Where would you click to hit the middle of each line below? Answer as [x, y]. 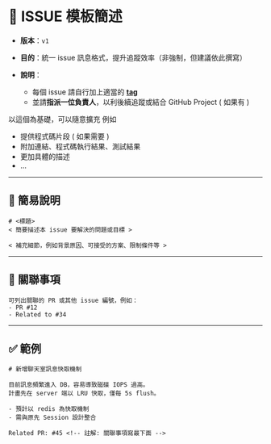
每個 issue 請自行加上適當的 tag [85, 92]
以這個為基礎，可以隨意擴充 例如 [63, 119]
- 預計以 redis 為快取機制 [49, 409]
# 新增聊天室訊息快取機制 [45, 369]
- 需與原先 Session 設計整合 [52, 418]
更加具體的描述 [45, 156]
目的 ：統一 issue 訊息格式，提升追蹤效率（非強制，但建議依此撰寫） [133, 57]
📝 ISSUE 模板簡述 [65, 17]
